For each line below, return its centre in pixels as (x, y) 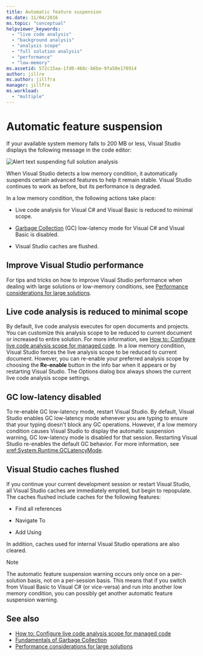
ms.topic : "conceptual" (36, 23)
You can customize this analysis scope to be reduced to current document (99, 333)
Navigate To (30, 520)
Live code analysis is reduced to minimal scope (97, 312)
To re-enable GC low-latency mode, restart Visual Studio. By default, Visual (100, 412)
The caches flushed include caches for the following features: (84, 497)
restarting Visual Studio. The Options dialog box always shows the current (99, 371)
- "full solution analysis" (47, 52)
